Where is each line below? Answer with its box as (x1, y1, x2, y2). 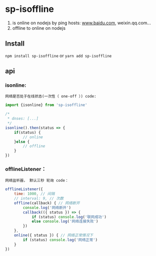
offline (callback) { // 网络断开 (14, 201, 80, 205)
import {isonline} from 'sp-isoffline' (5, 102, 88, 107)
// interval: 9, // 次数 (14, 196, 64, 201)
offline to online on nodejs (12, 25, 66, 31)
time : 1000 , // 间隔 (14, 192, 55, 197)
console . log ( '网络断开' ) (23, 205, 71, 210)
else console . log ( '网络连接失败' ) (31, 219, 99, 224)
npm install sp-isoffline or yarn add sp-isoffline (5, 52, 112, 58)
